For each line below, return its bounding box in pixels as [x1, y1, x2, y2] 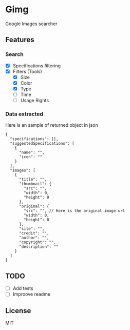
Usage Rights [20, 98, 49, 103]
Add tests [12, 285, 33, 292]
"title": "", [18, 177, 47, 182]
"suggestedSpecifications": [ [10, 141, 75, 146]
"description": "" [18, 244, 59, 249]
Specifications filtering [12, 63, 61, 69]
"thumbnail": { [18, 181, 52, 187]
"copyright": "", [18, 240, 57, 245]
